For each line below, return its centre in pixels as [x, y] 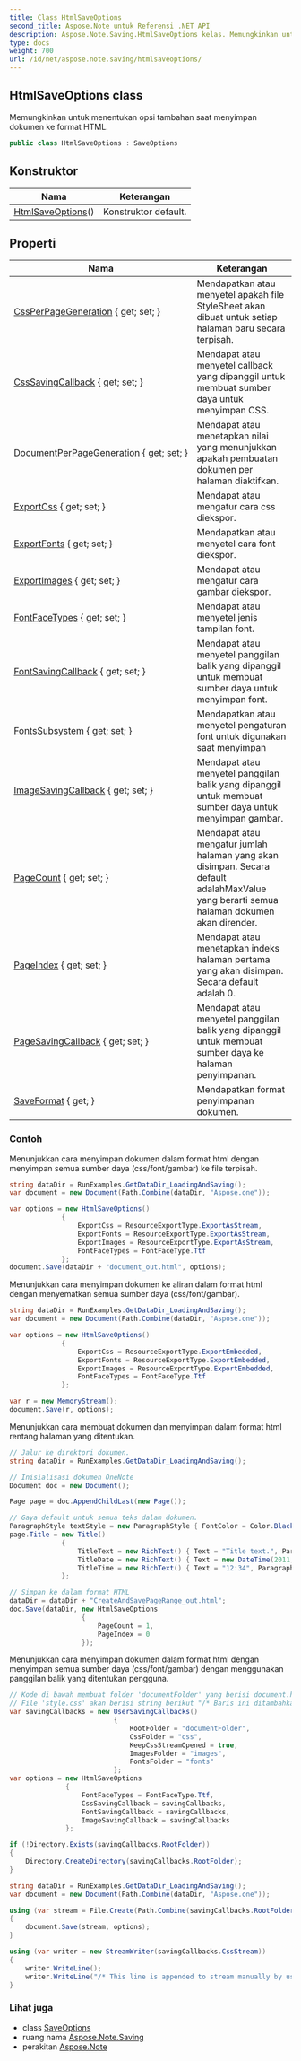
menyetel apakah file [241, 295]
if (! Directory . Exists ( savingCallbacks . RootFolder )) [110, 1845]
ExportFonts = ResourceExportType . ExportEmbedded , [174, 1360]
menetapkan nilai [232, 436]
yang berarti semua [238, 900]
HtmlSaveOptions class [76, 96]
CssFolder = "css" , [166, 1736]
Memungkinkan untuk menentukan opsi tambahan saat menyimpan [133, 117]
